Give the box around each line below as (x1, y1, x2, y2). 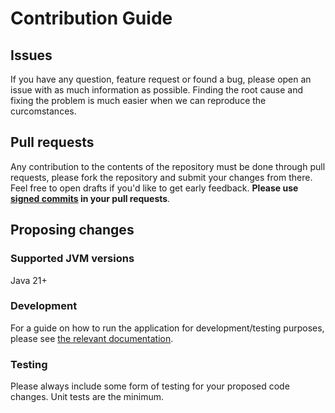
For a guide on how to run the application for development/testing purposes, (10, 322, 325, 334)
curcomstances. (10, 105, 77, 117)
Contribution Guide (10, 7, 173, 30)
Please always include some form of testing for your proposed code (10, 380, 290, 392)
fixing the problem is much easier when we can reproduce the (10, 95, 267, 106)
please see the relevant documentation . (10, 332, 174, 344)
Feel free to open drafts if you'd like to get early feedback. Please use (10, 182, 299, 194)
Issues (10, 47, 53, 64)
